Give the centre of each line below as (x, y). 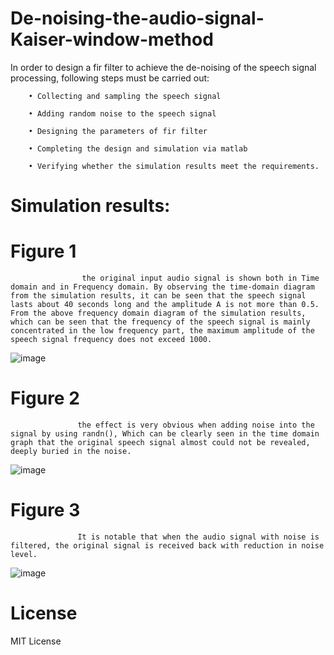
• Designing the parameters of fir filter (118, 131)
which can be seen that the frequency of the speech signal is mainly (160, 322)
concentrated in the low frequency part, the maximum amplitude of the (162, 331)
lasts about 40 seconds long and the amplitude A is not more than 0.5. (165, 305)
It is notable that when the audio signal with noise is (198, 537)
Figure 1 (43, 251)
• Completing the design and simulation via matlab (138, 148)
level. (24, 554)
